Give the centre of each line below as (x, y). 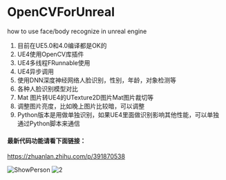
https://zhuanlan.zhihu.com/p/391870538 (66, 156)
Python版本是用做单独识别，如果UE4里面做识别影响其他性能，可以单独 (118, 114)
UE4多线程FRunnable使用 (54, 62)
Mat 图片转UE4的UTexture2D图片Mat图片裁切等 (85, 97)
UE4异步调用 (35, 71)
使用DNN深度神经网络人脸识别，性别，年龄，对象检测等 (96, 80)
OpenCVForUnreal (61, 12)
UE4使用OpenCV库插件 (50, 54)
